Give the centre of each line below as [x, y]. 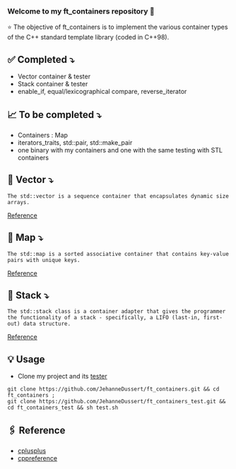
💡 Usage [26, 359]
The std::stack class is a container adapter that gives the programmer [117, 311]
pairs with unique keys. [44, 260]
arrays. [19, 202]
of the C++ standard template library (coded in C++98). [88, 37]
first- [213, 318]
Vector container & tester [54, 76]
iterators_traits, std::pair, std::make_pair [75, 142]
